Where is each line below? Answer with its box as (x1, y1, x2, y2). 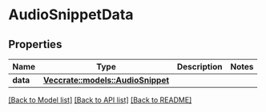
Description (176, 62, 223, 72)
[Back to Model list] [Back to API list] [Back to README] (8, 95, 192, 105)
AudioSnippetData (8, 6, 134, 24)
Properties (8, 38, 62, 51)
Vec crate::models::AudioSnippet (42, 74, 170, 86)
